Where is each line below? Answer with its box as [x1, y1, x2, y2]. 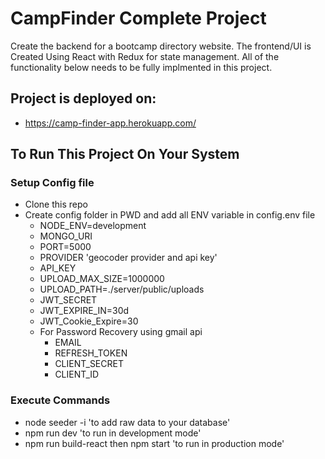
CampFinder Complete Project [10, 7, 267, 30]
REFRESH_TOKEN [54, 347, 128, 359]
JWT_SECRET [39, 294, 98, 306]
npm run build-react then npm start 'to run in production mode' [24, 437, 285, 449]
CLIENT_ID [54, 368, 100, 381]
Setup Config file [10, 176, 95, 190]
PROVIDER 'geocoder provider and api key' [39, 252, 218, 264]
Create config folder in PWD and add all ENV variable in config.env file [24, 209, 316, 221]
